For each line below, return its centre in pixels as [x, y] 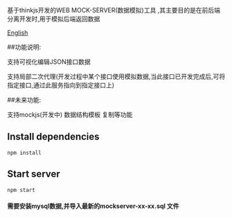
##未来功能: [24, 100]
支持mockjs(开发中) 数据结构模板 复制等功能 [70, 114]
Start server [34, 174]
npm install [24, 153]
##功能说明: [24, 47]
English [18, 33]
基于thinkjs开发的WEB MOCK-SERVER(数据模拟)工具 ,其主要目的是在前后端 [114, 10]
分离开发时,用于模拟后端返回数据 [54, 19]
